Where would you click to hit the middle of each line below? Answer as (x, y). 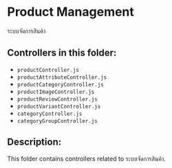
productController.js (48, 70)
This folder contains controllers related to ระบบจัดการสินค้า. (87, 158)
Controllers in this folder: (62, 53)
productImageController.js (56, 92)
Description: (34, 142)
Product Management (71, 12)
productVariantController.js (59, 106)
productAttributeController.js (62, 77)
